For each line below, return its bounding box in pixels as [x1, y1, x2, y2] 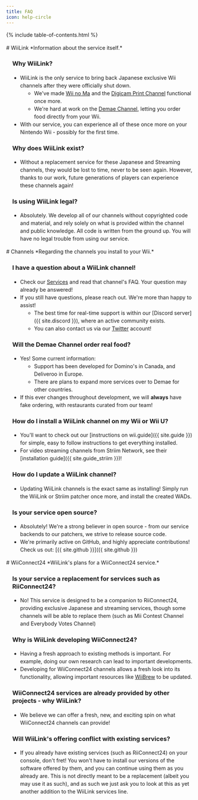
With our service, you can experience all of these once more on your [20, 121, 187, 128]
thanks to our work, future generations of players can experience [20, 174, 179, 181]
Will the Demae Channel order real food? [12, 340, 131, 349]
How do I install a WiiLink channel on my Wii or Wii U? [12, 417, 168, 425]
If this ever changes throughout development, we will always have [20, 393, 182, 401]
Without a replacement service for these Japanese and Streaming [20, 159, 180, 166]
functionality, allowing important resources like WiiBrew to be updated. [20, 673, 192, 680]
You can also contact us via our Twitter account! [34, 325, 152, 332]
